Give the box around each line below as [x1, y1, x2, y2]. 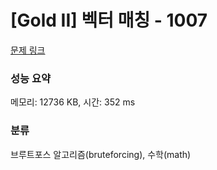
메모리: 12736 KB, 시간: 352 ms [10, 96, 136, 108]
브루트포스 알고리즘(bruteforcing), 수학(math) [10, 148, 192, 160]
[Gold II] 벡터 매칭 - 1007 [10, 9, 208, 32]
